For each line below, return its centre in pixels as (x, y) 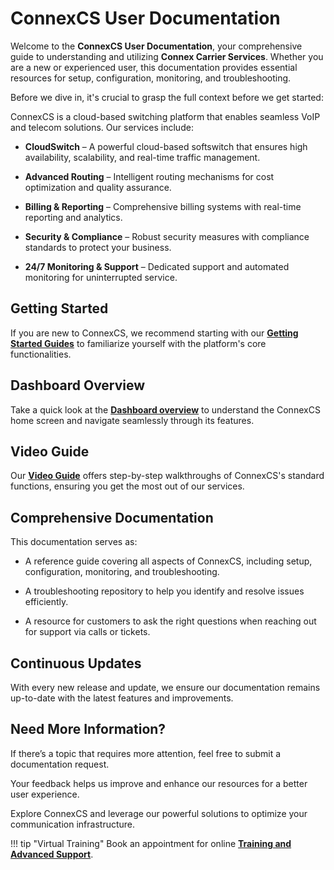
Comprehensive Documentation (112, 517)
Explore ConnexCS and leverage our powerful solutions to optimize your (159, 813)
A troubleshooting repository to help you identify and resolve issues (164, 591)
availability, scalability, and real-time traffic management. (142, 157)
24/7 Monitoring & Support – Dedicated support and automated (157, 266)
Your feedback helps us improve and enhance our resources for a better (159, 783)
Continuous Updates (76, 663)
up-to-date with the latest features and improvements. (122, 698)
